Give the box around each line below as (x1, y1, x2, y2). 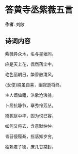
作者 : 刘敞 (5, 21, 25, 27)
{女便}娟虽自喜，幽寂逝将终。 (5, 82, 64, 87)
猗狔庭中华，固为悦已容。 (5, 113, 56, 119)
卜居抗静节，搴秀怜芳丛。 (5, 103, 56, 108)
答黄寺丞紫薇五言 (5, 4, 74, 16)
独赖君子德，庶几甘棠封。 (5, 144, 56, 150)
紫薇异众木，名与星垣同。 (5, 51, 56, 56)
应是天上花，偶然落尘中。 (5, 61, 56, 67)
